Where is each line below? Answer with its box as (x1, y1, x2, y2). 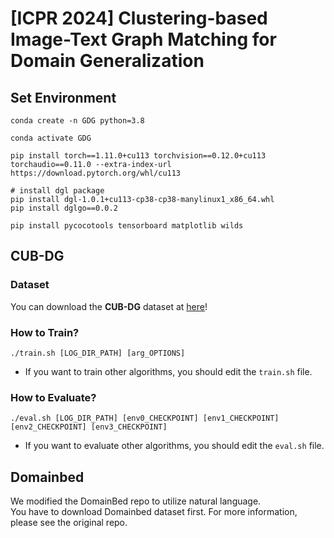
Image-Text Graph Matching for (10, 28, 277, 51)
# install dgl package (10, 186, 105, 196)
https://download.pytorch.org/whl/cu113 (10, 168, 182, 178)
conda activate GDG (10, 133, 92, 143)
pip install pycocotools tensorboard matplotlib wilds (10, 221, 244, 231)
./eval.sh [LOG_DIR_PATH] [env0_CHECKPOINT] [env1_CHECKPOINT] (10, 413, 280, 424)
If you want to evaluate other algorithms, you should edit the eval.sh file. (24, 440, 325, 452)
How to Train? (10, 325, 80, 339)
